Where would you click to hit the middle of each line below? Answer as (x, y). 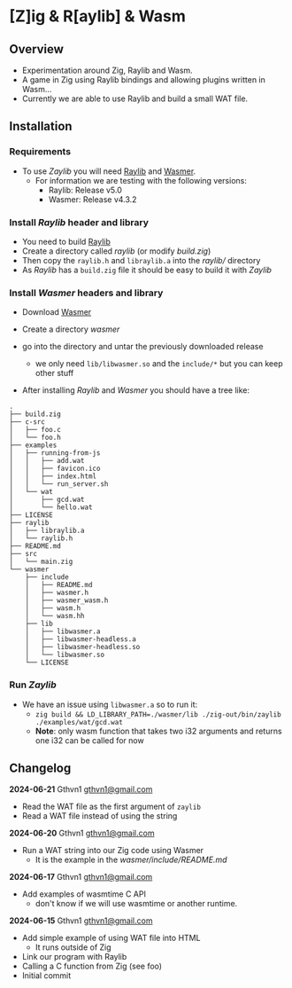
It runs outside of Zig (73, 947)
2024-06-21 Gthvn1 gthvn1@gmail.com (81, 789)
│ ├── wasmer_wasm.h (67, 600)
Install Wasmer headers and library (86, 293)
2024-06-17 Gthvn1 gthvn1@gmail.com (81, 877)
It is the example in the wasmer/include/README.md (131, 860)
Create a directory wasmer (71, 329)
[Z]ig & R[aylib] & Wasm (97, 16)
